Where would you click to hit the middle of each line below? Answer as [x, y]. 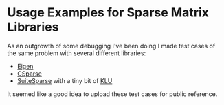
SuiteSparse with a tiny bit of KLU [65, 80]
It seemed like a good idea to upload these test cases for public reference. [112, 94]
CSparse [30, 74]
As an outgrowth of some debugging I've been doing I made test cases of [111, 46]
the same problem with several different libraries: [77, 53]
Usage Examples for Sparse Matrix [108, 13]
